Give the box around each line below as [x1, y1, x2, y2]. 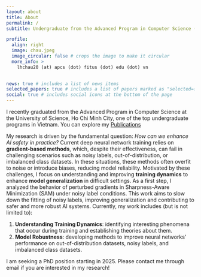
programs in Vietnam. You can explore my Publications [6, 121, 141, 128]
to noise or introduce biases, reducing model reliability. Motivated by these [6, 164, 190, 171]
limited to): [6, 209, 33, 216]
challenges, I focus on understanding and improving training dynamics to [6, 171, 188, 177]
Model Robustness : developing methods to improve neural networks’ [14, 233, 187, 240]
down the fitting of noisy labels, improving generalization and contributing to [6, 196, 194, 203]
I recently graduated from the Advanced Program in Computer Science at [6, 109, 187, 115]
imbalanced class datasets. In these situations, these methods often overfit [6, 158, 191, 165]
